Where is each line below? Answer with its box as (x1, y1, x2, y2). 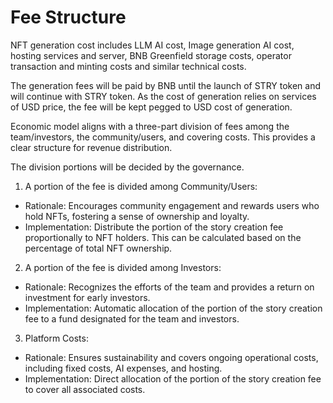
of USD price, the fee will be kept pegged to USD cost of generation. (10, 101, 293, 113)
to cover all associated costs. (24, 383, 146, 395)
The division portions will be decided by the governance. (10, 161, 245, 173)
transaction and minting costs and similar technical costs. (10, 60, 247, 72)
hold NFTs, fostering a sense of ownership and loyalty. (24, 210, 250, 222)
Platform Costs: (24, 332, 89, 344)
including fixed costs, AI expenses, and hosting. (24, 362, 223, 374)
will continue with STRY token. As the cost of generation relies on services (10, 90, 317, 102)
